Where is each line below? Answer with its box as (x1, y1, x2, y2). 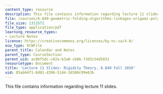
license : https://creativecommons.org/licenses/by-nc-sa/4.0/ (5, 39, 133, 44)
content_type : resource (5, 7, 53, 12)
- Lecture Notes (5, 34, 38, 39)
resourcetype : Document (5, 61, 53, 66)
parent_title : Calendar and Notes (5, 47, 75, 52)
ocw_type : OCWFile (5, 43, 42, 48)
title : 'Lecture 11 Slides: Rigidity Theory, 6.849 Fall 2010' (5, 66, 136, 71)
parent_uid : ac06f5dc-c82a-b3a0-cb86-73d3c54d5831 (5, 57, 110, 62)
